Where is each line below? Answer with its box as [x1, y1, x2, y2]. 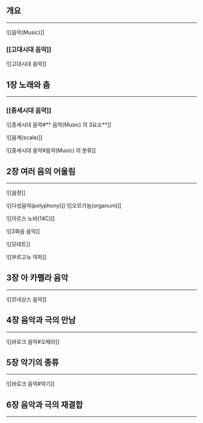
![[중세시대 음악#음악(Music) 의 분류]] [6, 147, 96, 154]
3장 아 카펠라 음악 [6, 273, 68, 283]
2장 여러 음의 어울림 [6, 166, 76, 177]
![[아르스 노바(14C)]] [6, 215, 55, 222]
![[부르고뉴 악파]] [6, 254, 47, 261]
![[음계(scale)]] [6, 134, 43, 141]
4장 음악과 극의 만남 [6, 315, 76, 326]
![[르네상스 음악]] [6, 295, 47, 303]
